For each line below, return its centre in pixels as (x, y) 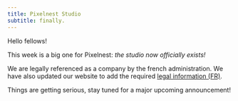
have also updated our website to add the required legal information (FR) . (115, 76)
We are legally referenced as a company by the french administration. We (115, 68)
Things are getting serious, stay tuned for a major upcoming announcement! (119, 90)
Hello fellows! (27, 41)
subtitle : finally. (36, 21)
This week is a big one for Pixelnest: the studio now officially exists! (107, 55)
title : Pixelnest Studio (44, 14)
